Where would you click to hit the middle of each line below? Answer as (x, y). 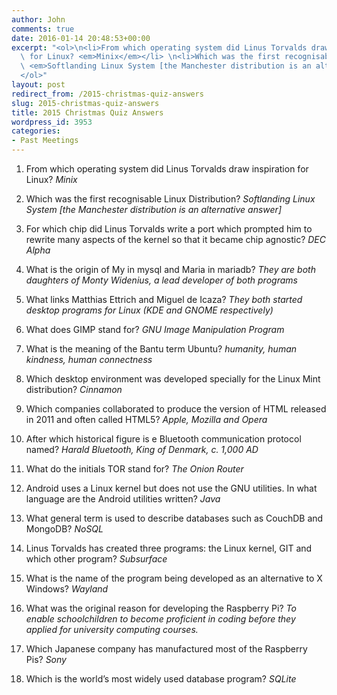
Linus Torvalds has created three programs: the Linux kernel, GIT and (169, 548)
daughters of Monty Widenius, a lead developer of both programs (161, 280)
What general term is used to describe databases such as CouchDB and (174, 518)
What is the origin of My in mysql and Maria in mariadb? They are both (170, 269)
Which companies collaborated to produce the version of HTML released (176, 409)
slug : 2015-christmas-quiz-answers (85, 103)
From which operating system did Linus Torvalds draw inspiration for (167, 169)
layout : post (38, 85)
